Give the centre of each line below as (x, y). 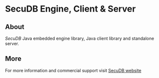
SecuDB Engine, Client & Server (70, 9)
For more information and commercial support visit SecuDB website (73, 70)
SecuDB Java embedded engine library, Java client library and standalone (79, 38)
